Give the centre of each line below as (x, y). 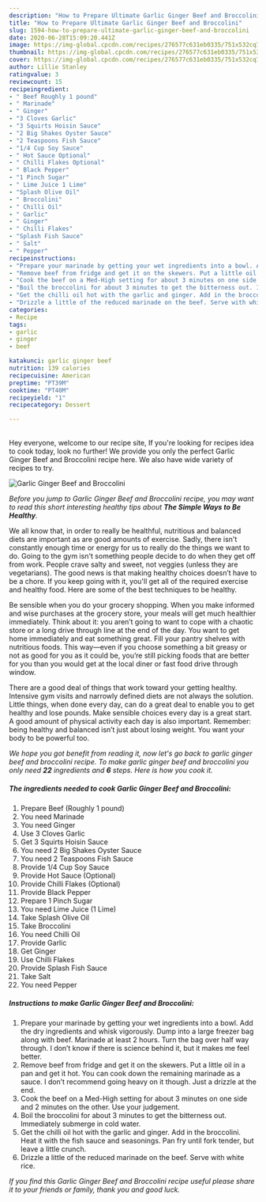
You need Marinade (52, 817)
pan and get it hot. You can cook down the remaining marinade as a (130, 1074)
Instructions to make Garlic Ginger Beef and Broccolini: (101, 1003)
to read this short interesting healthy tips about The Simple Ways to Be (125, 507)
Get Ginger (38, 951)
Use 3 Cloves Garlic (52, 834)
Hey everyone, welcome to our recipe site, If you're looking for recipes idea (132, 443)
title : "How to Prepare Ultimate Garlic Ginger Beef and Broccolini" (126, 23)
